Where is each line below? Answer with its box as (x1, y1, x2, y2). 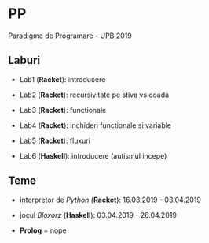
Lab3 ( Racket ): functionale (19, 105, 107, 114)
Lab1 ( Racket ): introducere (19, 74, 106, 84)
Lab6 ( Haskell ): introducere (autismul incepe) (19, 151, 167, 160)
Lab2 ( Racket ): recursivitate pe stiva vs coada (19, 90, 170, 99)
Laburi (8, 54, 41, 67)
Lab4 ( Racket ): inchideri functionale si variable (19, 120, 171, 130)
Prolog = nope (19, 226, 67, 235)
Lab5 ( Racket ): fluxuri (19, 136, 90, 145)
